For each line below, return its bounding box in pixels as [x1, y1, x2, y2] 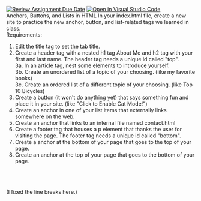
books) [14, 75, 33, 82]
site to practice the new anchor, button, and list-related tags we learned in [6, 19, 189, 25]
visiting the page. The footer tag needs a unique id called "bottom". [14, 132, 181, 139]
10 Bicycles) [14, 88, 45, 94]
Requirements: [6, 31, 42, 38]
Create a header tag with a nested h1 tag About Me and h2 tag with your [14, 49, 193, 56]
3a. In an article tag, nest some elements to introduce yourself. [14, 62, 170, 69]
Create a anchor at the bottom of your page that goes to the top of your [14, 139, 192, 145]
